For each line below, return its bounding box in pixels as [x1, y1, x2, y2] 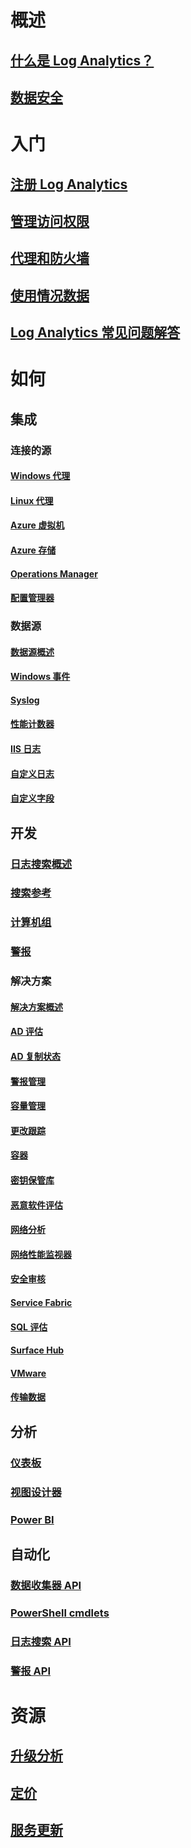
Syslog [10, 694, 40, 706]
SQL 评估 [10, 1321, 48, 1333]
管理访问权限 [10, 212, 90, 230]
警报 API [10, 1664, 51, 1678]
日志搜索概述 [10, 857, 73, 871]
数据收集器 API [10, 1578, 82, 1592]
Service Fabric [10, 1296, 73, 1308]
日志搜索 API [10, 1634, 72, 1648]
